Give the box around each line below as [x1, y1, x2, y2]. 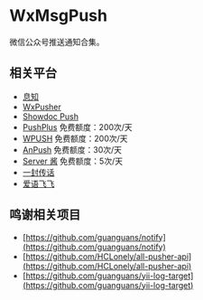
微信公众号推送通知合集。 [9, 36, 105, 47]
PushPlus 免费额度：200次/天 [22, 121, 133, 132]
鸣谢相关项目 [9, 207, 81, 222]
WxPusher [22, 101, 61, 112]
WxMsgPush [9, 5, 108, 26]
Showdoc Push [22, 110, 79, 122]
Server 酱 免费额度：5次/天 [22, 155, 124, 166]
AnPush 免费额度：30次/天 [22, 144, 123, 155]
